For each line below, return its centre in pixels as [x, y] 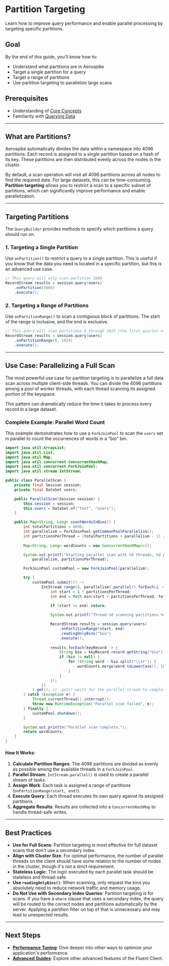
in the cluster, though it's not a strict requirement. [64, 866]
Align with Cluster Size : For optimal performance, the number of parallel [88, 856]
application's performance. [40, 953]
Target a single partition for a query [49, 72]
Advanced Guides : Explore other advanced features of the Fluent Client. [88, 958]
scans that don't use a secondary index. [54, 850]
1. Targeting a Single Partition [42, 248]
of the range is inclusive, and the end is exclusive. [57, 322]
